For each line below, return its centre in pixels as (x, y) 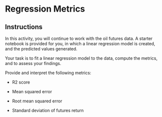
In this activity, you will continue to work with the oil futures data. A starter (79, 38)
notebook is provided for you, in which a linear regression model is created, (80, 44)
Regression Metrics (45, 9)
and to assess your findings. (33, 63)
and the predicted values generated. (41, 49)
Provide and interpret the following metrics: (48, 73)
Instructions (24, 27)
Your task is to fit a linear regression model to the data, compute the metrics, (81, 58)
